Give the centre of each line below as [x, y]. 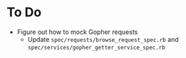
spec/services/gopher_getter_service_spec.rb [96, 47]
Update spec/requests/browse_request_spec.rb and [103, 39]
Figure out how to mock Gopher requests [77, 32]
